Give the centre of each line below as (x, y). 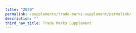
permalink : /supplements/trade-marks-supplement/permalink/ (68, 14)
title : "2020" (20, 9)
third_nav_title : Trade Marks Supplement (48, 23)
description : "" (22, 18)
